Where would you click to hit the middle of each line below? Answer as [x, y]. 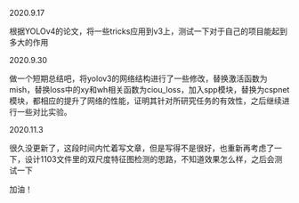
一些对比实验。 [44, 112]
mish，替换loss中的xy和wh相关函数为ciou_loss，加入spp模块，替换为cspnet [149, 89]
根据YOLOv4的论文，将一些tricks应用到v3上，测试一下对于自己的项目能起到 [148, 31]
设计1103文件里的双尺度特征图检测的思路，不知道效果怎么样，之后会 [149, 159]
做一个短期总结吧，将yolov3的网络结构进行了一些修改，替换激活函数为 [139, 78]
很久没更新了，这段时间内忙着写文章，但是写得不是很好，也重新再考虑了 [141, 148]
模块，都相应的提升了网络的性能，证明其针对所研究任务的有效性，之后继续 [145, 101]
